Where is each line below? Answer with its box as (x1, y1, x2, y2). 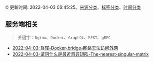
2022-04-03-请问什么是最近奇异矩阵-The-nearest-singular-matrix (12, 51, 149, 57)
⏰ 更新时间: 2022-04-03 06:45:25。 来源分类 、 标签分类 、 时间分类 (5, 4, 141, 10)
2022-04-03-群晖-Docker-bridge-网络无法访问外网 (12, 45, 118, 51)
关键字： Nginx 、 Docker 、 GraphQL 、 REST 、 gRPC (17, 34, 111, 40)
